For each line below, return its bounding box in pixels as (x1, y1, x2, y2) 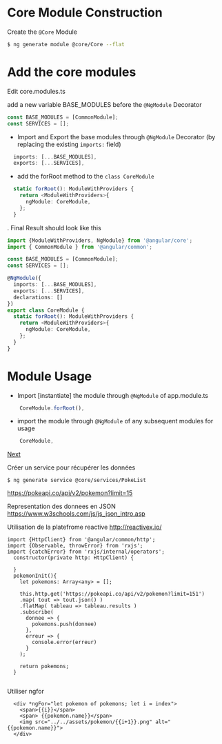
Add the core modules (7, 64, 137, 80)
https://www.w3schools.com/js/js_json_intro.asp (7, 510, 146, 518)
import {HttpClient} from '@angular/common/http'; (7, 536, 156, 543)
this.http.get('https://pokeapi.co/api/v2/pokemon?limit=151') (19, 591, 205, 598)
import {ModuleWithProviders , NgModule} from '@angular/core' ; (7, 237, 193, 244)
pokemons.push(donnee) (32, 621, 97, 628)
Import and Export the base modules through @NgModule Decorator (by (17, 132, 216, 141)
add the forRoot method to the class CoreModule (17, 172, 154, 181)
